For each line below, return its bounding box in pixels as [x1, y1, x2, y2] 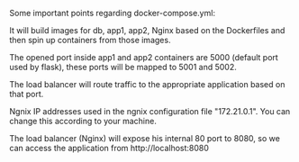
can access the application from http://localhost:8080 [9, 143, 210, 153]
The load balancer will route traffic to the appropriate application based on [9, 79, 285, 89]
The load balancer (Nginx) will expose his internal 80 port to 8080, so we [9, 133, 281, 143]
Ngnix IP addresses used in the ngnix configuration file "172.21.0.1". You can [9, 106, 291, 116]
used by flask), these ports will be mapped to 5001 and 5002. [9, 62, 237, 72]
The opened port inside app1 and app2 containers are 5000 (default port [9, 52, 279, 62]
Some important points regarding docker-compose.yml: [9, 8, 216, 18]
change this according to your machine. [9, 116, 158, 126]
